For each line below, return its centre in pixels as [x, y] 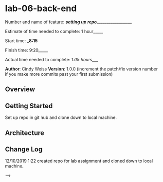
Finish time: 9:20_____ [27, 50]
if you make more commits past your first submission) [59, 74]
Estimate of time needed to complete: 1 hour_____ [54, 31]
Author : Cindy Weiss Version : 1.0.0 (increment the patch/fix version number [81, 69]
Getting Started [29, 106]
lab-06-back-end [41, 8]
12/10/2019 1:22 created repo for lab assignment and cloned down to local [79, 161]
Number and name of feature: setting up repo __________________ [69, 22]
